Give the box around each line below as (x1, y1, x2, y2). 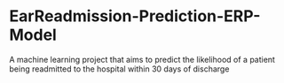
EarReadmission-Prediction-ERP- (9, 6, 261, 26)
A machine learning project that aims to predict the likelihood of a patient (9, 54, 275, 64)
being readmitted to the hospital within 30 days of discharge (9, 64, 230, 74)
